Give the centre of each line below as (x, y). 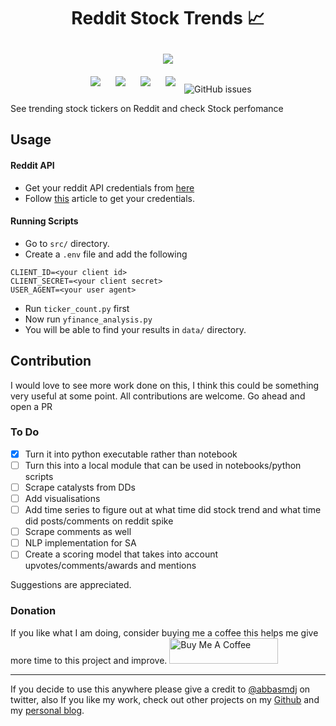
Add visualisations (62, 499)
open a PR (31, 406)
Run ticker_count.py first (77, 308)
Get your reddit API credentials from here (109, 187)
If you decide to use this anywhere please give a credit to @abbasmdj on (160, 689)
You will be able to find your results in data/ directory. (135, 329)
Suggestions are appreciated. (71, 585)
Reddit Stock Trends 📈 (168, 18)
